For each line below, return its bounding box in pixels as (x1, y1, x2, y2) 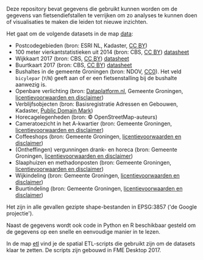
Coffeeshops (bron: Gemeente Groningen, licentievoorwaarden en (15, 133, 182, 140)
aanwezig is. (15, 81, 47, 88)
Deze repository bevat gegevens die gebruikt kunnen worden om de (6, 6, 178, 12)
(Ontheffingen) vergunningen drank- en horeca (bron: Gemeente (15, 146, 178, 153)
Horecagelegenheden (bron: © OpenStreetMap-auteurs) (15, 113, 158, 121)
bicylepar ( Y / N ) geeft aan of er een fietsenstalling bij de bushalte (15, 75, 177, 81)
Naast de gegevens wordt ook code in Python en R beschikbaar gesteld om (6, 221, 196, 229)
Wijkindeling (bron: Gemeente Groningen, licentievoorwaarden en (15, 172, 180, 179)
